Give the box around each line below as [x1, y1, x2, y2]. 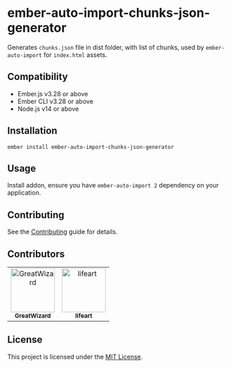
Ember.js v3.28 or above [17, 89, 88, 98]
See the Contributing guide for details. [7, 228, 118, 236]
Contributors [7, 248, 65, 260]
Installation [7, 125, 58, 137]
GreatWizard [14, 312, 51, 320]
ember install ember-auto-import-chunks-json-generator [7, 143, 174, 150]
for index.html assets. [43, 51, 107, 59]
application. [7, 188, 41, 197]
